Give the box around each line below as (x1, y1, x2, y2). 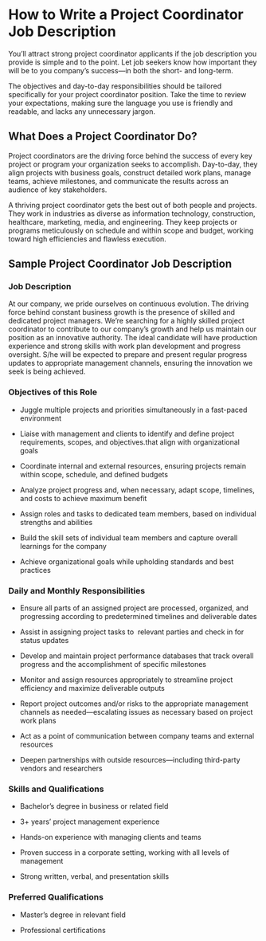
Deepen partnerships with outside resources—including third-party (19, 755, 241, 765)
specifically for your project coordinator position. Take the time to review (8, 89, 247, 99)
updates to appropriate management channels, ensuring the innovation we (8, 359, 253, 368)
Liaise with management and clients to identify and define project (19, 429, 235, 438)
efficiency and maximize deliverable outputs (19, 684, 166, 693)
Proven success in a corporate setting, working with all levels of (19, 848, 229, 857)
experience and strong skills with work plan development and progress (8, 341, 241, 351)
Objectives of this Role (8, 386, 98, 398)
